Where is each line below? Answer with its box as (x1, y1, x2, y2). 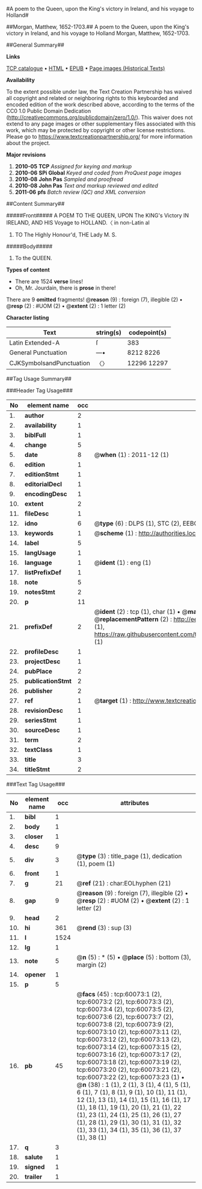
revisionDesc (25, 706, 63, 715)
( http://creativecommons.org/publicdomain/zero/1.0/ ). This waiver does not (6, 114, 194, 121)
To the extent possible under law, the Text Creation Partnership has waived (6, 88, 192, 95)
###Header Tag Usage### (6, 387, 73, 394)
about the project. (6, 139, 50, 147)
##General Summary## (6, 42, 64, 48)
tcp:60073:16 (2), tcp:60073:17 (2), (76, 1050, 182, 1059)
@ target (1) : (94, 697, 132, 705)
